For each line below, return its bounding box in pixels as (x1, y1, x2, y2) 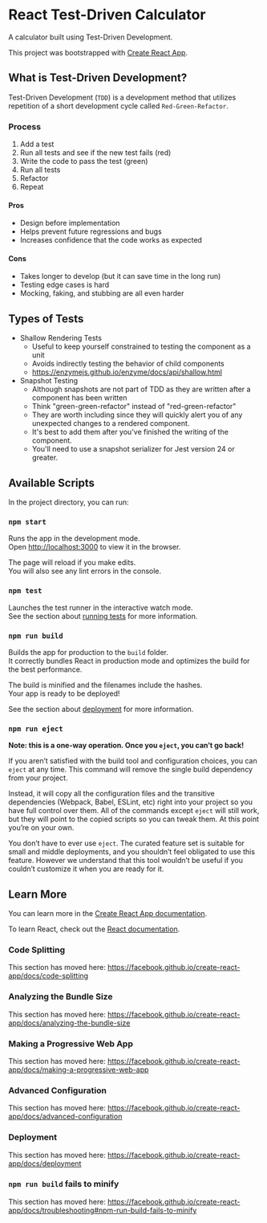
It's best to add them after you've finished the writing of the (31, 427, 229, 437)
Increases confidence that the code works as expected (19, 235, 203, 245)
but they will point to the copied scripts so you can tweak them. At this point (8, 814, 259, 824)
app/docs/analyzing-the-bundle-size (8, 1018, 131, 1028)
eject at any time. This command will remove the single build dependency (8, 765, 253, 775)
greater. (31, 452, 59, 463)
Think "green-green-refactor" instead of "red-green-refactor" (31, 402, 237, 411)
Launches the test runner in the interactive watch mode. (8, 603, 194, 612)
